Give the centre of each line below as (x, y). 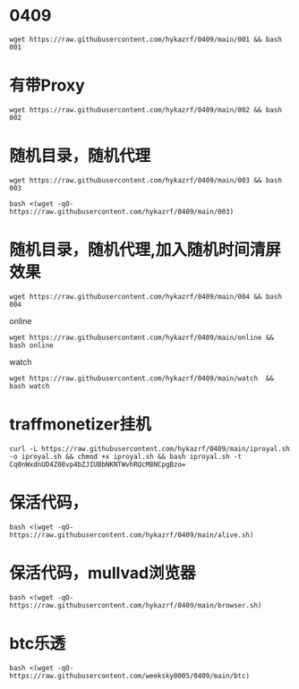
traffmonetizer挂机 (80, 424)
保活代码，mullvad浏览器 (103, 573)
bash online (31, 345)
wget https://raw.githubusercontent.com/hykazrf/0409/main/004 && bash (145, 296)
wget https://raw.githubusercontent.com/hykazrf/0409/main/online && (142, 337)
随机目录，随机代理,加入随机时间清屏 (145, 250)
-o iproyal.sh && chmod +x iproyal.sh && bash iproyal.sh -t (126, 456)
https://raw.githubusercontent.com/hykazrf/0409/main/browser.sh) (136, 605)
